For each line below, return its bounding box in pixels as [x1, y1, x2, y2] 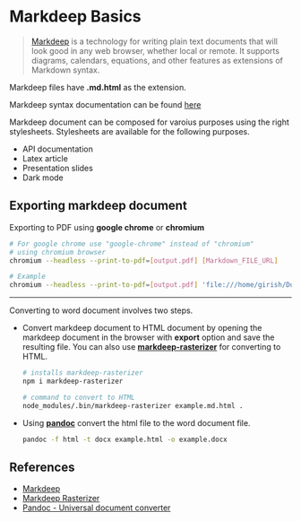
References [9, 459, 75, 474]
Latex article [21, 152, 69, 163]
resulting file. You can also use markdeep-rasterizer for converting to [21, 342, 281, 352]
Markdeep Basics [9, 6, 142, 27]
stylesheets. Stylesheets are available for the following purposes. [9, 126, 250, 136]
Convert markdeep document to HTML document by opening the [21, 323, 262, 334]
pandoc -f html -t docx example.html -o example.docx [21, 435, 228, 444]
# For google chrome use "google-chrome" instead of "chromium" [9, 239, 254, 248]
